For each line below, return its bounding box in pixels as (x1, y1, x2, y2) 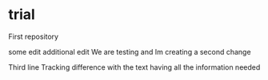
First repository (8, 32, 58, 41)
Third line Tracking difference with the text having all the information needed (8, 62, 261, 72)
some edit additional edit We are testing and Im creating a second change (8, 47, 251, 56)
